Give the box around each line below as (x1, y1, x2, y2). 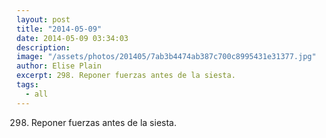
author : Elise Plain (16, 61, 103, 71)
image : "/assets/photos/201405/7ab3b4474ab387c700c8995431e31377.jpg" (16, 52, 317, 62)
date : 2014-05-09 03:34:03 (16, 33, 129, 43)
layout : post (16, 14, 71, 25)
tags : (16, 80, 39, 90)
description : (16, 42, 71, 53)
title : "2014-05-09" (16, 24, 103, 34)
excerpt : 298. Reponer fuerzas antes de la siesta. (16, 71, 236, 81)
